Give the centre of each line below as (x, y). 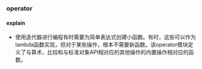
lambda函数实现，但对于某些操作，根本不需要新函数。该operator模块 (101, 45)
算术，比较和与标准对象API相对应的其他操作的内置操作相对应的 (110, 52)
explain (16, 23)
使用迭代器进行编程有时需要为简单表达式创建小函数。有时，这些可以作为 (105, 37)
